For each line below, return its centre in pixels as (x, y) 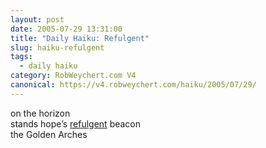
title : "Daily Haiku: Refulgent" (80, 38)
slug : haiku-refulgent (57, 47)
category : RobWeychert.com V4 (73, 76)
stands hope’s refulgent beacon (76, 123)
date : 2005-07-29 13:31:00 (66, 29)
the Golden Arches (49, 134)
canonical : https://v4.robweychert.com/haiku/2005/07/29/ (133, 85)
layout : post (37, 19)
